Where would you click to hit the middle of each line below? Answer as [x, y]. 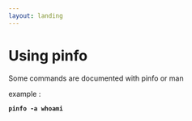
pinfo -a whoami [36, 108]
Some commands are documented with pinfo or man [96, 78]
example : [25, 94]
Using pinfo [48, 55]
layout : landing [36, 16]
